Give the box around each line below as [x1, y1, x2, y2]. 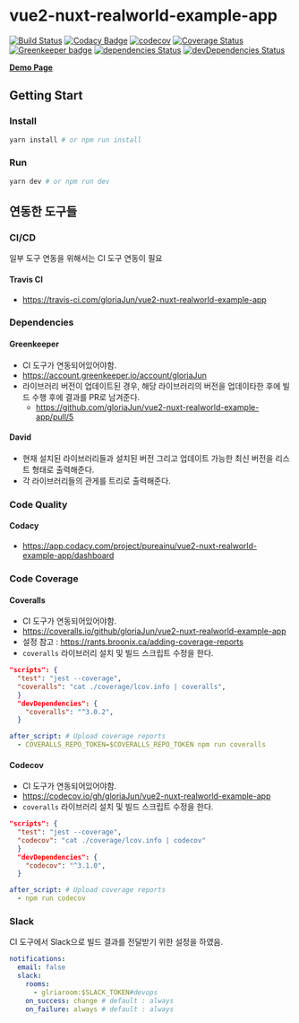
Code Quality [9, 498, 68, 511]
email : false [17, 963, 66, 972]
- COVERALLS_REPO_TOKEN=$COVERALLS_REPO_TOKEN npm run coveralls [17, 740, 267, 749]
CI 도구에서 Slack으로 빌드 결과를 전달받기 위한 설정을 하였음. [9, 937, 224, 948]
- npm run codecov [17, 894, 87, 903]
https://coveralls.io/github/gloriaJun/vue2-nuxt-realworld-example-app [21, 625, 286, 637]
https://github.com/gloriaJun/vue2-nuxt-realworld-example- [35, 401, 260, 413]
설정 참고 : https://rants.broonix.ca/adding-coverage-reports [21, 636, 244, 647]
